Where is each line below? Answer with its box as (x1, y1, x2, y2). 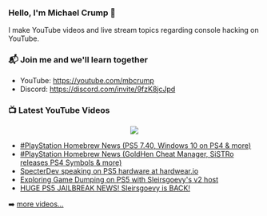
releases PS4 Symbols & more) (19, 158, 122, 167)
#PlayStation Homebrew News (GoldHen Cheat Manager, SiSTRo (19, 149, 234, 158)
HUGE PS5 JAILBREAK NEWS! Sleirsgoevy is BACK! (19, 183, 190, 193)
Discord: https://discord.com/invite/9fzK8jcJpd (19, 84, 176, 94)
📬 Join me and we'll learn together (8, 54, 148, 66)
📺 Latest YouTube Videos (8, 104, 110, 115)
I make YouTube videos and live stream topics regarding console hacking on (8, 26, 260, 35)
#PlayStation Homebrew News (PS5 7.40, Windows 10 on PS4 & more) (19, 140, 252, 150)
